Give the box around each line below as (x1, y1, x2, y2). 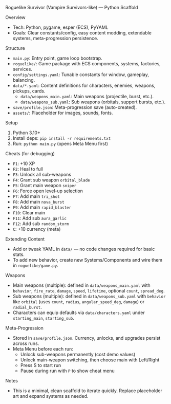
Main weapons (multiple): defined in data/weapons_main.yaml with (12, 282, 151, 288)
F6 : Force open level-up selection (12, 188, 83, 194)
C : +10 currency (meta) (12, 226, 61, 232)
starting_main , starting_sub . (12, 315, 74, 321)
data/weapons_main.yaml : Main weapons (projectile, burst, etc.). (20, 94, 154, 99)
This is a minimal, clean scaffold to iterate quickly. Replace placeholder (12, 388, 162, 394)
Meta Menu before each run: (12, 346, 73, 352)
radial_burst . (12, 304, 42, 310)
